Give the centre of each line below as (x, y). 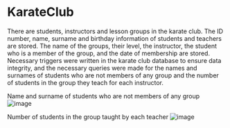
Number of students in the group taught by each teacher (88, 117)
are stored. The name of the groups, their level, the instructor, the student (112, 46)
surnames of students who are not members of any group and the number (113, 75)
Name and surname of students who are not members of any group (103, 96)
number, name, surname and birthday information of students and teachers (114, 38)
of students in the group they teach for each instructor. (86, 82)
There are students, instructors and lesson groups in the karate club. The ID (115, 31)
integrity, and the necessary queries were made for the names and (102, 68)
